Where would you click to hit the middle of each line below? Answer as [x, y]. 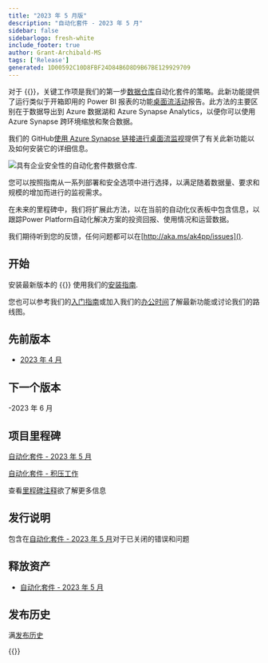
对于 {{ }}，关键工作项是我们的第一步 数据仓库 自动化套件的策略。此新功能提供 [134, 91]
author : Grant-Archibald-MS [55, 53]
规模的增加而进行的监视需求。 [57, 192]
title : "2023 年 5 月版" [48, 16]
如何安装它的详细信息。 [53, 148]
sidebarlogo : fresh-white [51, 38]
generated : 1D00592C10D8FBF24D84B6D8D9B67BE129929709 [100, 68]
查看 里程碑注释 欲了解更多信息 [57, 490]
